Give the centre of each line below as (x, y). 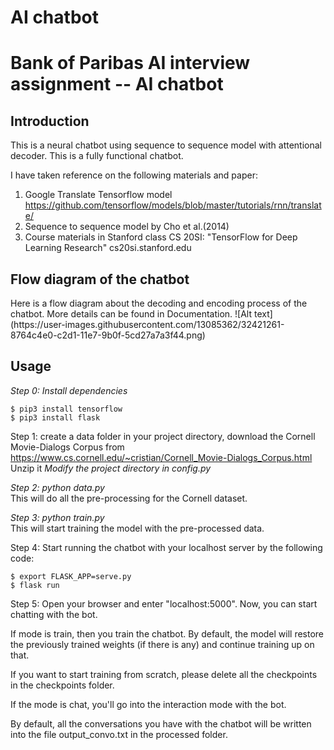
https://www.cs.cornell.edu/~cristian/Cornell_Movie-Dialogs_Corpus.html (161, 457)
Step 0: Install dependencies (69, 390)
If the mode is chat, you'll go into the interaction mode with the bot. (148, 704)
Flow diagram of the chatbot (100, 279)
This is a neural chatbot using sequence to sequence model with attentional (166, 145)
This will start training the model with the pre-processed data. (137, 528)
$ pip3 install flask (55, 417)
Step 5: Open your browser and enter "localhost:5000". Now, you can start (164, 603)
